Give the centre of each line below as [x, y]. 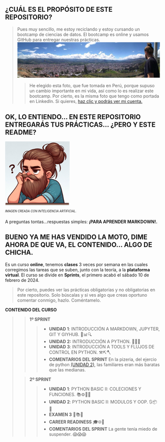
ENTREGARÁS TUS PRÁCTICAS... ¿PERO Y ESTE [80, 124]
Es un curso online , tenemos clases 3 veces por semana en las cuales [77, 264]
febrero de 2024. [22, 280]
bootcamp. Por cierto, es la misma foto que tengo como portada [94, 96]
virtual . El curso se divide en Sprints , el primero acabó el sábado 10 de [77, 275]
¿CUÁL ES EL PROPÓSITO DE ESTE [59, 10]
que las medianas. [67, 370]
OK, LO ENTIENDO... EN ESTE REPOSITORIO [73, 117]
